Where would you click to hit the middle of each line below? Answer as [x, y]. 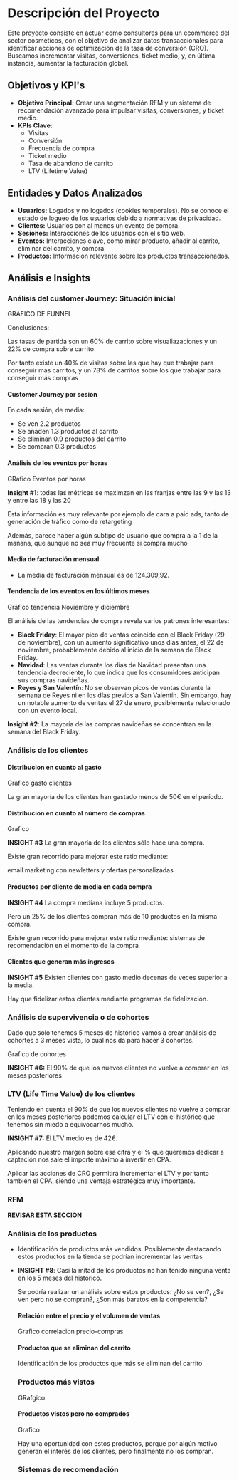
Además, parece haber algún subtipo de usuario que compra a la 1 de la [113, 535]
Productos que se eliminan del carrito [74, 1348]
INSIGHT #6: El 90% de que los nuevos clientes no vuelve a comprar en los [118, 1068]
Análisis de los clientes [48, 750]
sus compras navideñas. [53, 680]
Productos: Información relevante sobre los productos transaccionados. [123, 256]
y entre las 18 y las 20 [39, 500]
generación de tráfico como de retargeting [70, 521]
